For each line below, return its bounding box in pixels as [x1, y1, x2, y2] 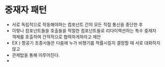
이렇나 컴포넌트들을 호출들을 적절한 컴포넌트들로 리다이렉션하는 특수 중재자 [11, 27, 157, 33]
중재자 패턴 [4, 4, 47, 16]
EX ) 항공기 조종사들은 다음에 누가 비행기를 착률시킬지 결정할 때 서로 [11, 40, 143, 45]
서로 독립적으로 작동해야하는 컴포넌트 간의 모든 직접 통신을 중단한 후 [11, 22, 143, 27]
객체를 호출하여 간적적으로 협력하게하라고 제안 [11, 34, 101, 40]
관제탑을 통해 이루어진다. [11, 52, 60, 58]
